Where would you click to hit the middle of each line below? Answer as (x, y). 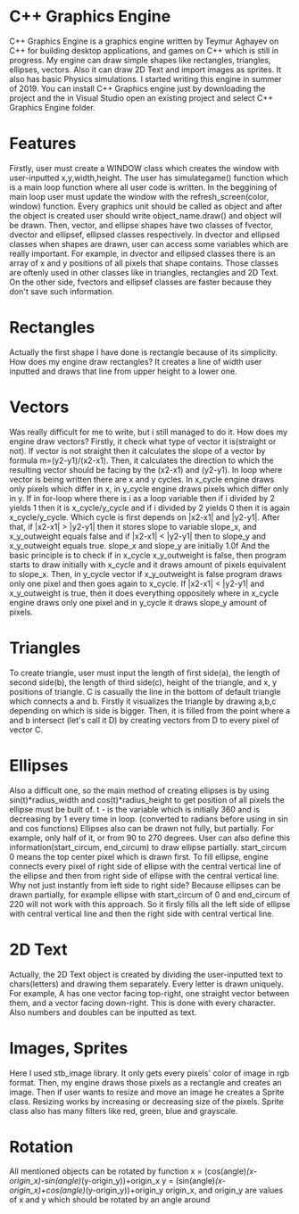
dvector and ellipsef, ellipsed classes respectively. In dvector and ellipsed (145, 235)
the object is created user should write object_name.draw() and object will (146, 215)
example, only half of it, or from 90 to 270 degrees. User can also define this (150, 838)
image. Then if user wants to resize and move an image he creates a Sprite (147, 1092)
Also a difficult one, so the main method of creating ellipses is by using (139, 790)
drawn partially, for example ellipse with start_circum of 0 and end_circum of (150, 895)
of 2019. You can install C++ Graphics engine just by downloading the (137, 88)
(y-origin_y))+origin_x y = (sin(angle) (148, 1181)
